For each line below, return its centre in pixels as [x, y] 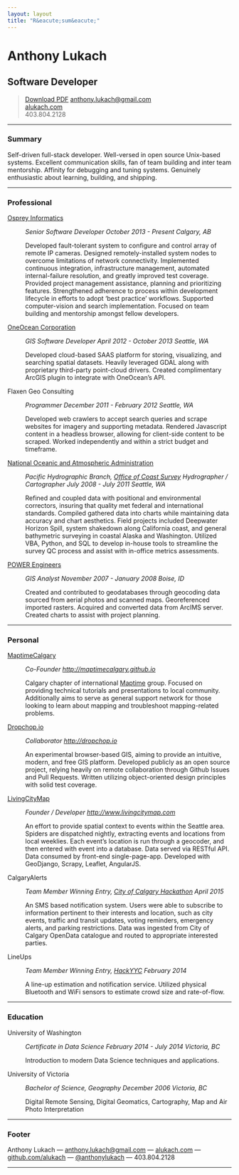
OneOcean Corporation [42, 327]
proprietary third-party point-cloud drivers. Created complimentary [123, 370]
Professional [30, 202]
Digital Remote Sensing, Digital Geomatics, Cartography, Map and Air [126, 1101]
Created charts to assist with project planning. [93, 615]
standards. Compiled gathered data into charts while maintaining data [127, 514]
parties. [36, 943]
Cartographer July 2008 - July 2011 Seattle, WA [95, 484]
